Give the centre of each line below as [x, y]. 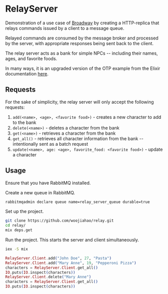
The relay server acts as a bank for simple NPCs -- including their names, [81, 53]
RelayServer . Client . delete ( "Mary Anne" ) [48, 277]
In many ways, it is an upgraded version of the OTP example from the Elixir [83, 68]
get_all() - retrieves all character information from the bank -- [78, 138]
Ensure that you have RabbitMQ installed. [48, 183]
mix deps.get [19, 230]
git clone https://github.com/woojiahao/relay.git [60, 221]
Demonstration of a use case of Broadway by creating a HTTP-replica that [82, 23]
